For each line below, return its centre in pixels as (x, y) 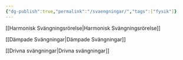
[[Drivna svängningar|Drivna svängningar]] (58, 51)
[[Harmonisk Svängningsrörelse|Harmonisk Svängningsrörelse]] (83, 28)
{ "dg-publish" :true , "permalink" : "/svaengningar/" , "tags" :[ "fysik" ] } (91, 11)
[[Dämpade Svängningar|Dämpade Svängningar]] (66, 39)
